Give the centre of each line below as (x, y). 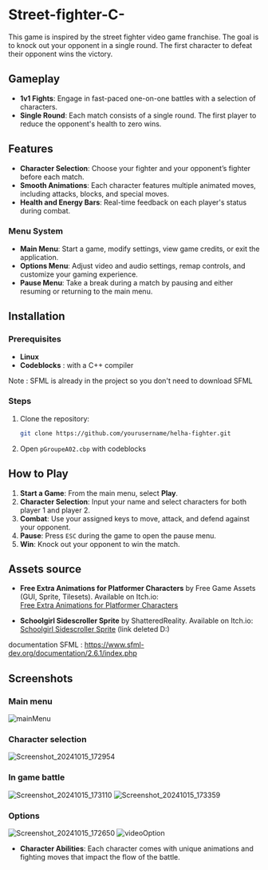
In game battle (37, 777)
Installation (37, 316)
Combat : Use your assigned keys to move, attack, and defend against (134, 518)
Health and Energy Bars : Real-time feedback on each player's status (133, 202)
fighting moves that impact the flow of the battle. (100, 856)
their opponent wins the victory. (61, 54)
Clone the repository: (55, 418)
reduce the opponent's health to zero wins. (91, 124)
